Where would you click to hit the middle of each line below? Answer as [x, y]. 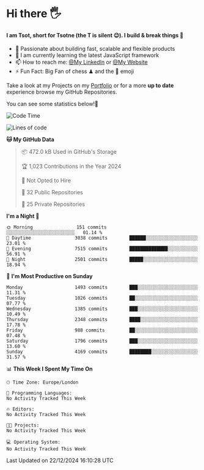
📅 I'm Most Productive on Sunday [49, 276]
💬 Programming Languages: [39, 393]
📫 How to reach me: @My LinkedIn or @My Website [81, 62]
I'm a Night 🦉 [23, 216]
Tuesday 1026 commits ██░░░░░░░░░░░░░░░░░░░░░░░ [102, 298]
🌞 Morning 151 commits [56, 227]
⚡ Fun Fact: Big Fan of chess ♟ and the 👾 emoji [75, 71]
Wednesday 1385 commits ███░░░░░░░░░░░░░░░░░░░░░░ [102, 309]
